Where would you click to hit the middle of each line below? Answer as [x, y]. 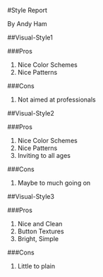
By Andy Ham [27, 24]
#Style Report [28, 10]
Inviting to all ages [44, 155]
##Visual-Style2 [31, 113]
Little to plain [36, 266]
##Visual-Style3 [31, 196]
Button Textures [41, 231]
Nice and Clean [40, 224]
